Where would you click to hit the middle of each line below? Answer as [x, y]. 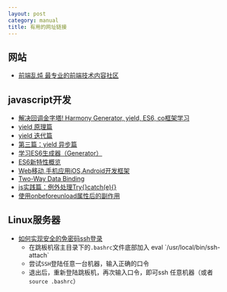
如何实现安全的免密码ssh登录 [60, 238]
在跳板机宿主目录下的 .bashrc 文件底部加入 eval [96, 247]
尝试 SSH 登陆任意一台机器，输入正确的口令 [89, 263]
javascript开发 [40, 100]
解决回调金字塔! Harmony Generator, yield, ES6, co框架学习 [104, 118]
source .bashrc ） [54, 281]
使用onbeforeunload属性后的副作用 [69, 196]
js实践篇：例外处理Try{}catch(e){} [67, 187]
